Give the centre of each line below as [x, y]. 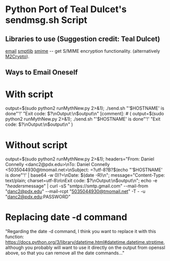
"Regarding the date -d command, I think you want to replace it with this [81, 232]
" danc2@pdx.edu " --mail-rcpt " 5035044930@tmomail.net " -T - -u [76, 191]
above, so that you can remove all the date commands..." [65, 253]
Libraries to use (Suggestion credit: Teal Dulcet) [83, 39]
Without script [36, 145]
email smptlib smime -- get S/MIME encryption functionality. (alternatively [83, 51]
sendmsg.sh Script [46, 20]
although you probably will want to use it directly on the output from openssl [85, 248]
